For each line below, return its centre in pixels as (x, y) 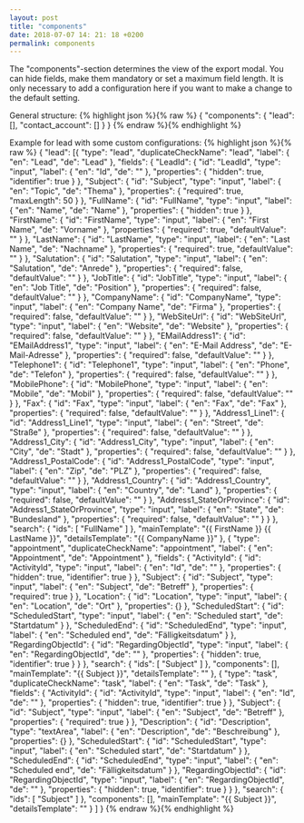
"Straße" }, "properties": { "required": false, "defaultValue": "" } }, (131, 432)
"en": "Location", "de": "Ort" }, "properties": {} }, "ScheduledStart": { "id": (147, 606)
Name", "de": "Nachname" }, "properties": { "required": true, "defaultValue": (151, 249)
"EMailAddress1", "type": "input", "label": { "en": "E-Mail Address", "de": (144, 345)
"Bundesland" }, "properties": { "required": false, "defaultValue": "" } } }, (144, 520)
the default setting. (44, 98)
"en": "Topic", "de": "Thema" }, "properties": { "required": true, (127, 191)
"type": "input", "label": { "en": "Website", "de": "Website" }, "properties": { (149, 326)
